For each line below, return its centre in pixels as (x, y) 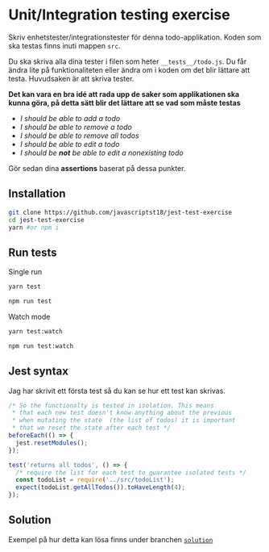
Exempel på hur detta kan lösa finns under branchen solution (111, 539)
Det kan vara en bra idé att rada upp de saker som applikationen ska (124, 94)
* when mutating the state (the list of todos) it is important (124, 420)
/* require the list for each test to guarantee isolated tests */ (131, 473)
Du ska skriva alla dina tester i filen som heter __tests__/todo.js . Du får (128, 61)
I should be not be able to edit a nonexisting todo (101, 153)
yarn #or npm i (34, 228)
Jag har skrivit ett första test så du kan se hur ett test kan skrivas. (117, 391)
